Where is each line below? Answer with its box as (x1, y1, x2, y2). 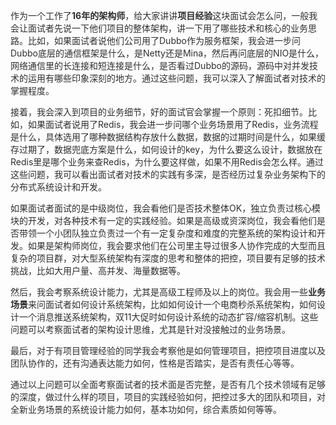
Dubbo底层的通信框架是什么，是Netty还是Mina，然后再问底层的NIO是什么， (10, 47, 325, 59)
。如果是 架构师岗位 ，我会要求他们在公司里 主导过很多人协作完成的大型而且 (19, 240, 326, 251)
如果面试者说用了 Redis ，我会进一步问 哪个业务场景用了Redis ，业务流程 (27, 119, 319, 130)
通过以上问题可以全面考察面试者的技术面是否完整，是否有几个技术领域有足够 (10, 379, 326, 390)
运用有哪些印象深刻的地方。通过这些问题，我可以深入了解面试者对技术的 (27, 72, 326, 84)
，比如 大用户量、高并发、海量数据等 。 (28, 265, 186, 276)
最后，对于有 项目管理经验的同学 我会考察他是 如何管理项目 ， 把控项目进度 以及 (10, 345, 326, 356)
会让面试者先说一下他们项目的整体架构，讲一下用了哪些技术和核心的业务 (10, 22, 308, 34)
